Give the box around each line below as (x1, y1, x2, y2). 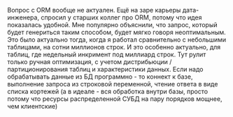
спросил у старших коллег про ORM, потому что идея (41, 13, 202, 22)
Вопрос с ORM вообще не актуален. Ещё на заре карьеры (7, 6, 181, 14)
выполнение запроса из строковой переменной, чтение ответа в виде (7, 80, 218, 88)
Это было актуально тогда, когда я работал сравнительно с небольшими (7, 36, 227, 44)
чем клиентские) (7, 102, 58, 110)
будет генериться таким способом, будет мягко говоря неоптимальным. (7, 28, 226, 36)
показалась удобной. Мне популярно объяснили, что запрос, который (7, 21, 218, 29)
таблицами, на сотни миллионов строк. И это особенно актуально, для (7, 43, 221, 51)
